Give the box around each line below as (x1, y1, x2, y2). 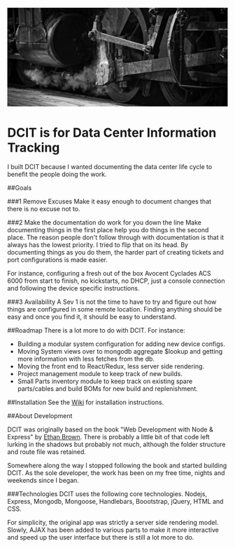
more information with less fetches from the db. (17, 355, 155, 363)
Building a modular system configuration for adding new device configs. (17, 340, 226, 348)
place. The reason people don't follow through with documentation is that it (7, 233, 225, 242)
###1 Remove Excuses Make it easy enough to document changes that (7, 197, 212, 206)
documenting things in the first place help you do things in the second (7, 226, 209, 234)
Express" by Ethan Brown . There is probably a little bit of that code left (7, 433, 210, 441)
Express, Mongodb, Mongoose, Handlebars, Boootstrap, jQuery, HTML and (7, 497, 224, 506)
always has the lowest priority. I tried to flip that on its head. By (7, 241, 189, 249)
